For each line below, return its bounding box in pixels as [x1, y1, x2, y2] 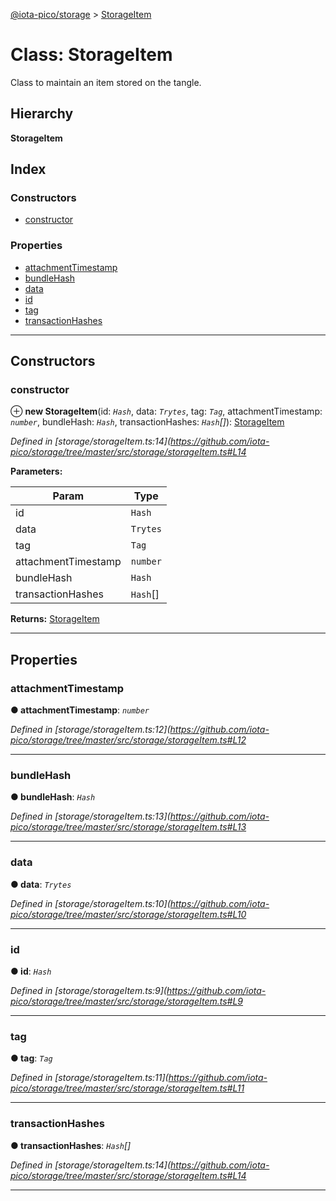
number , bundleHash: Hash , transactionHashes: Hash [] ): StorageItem [10, 416, 285, 428]
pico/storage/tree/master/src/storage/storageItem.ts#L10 [10, 908, 247, 920]
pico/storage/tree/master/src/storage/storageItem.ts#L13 [10, 821, 247, 833]
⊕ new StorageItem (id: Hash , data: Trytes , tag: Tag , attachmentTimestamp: [10, 405, 323, 418]
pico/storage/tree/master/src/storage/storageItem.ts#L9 [10, 995, 244, 1007]
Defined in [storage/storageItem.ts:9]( [10, 985, 167, 996]
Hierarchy [10, 105, 74, 123]
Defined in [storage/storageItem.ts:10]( [10, 897, 171, 909]
